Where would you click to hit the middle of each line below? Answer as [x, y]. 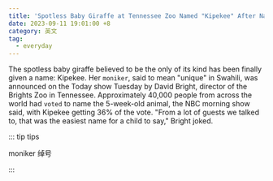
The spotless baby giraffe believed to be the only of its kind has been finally [135, 69]
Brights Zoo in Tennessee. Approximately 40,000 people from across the [130, 95]
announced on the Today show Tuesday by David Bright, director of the [128, 87]
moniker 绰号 [30, 153]
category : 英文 [33, 31]
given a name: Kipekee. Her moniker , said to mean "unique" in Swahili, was [133, 78]
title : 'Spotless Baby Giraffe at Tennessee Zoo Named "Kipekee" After [132, 16]
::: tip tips [24, 137]
